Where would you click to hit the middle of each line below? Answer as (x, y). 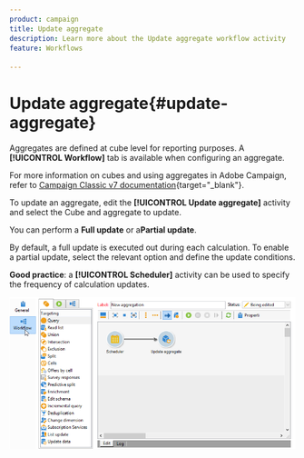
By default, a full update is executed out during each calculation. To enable (149, 248)
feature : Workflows (46, 48)
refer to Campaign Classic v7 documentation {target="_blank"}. (127, 185)
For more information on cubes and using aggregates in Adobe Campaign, (148, 175)
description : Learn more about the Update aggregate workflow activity (147, 38)
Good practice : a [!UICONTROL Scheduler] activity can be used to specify (150, 275)
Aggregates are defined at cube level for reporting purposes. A (127, 148)
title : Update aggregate (56, 29)
